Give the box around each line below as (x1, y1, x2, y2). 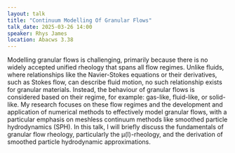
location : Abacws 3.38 (7, 36, 74, 44)
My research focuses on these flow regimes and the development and (20, 100, 223, 109)
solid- (209, 93, 226, 102)
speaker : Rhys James (7, 29, 68, 37)
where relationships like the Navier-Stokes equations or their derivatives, (7, 71, 217, 79)
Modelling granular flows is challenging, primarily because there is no (7, 55, 208, 64)
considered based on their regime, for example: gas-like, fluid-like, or (7, 93, 208, 102)
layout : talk (7, 10, 46, 18)
